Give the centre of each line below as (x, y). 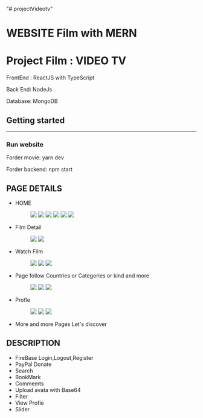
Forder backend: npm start (40, 170)
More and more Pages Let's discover (61, 324)
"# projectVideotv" (30, 9)
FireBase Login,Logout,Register (54, 357)
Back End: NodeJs (29, 90)
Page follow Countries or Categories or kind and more (82, 276)
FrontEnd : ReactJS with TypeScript (50, 78)
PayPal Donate (33, 364)
